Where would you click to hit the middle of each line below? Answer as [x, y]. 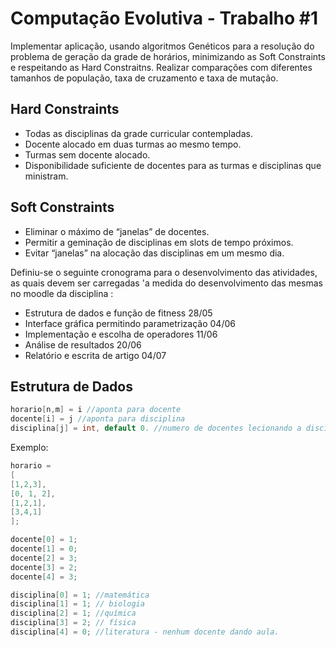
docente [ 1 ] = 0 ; [44, 549]
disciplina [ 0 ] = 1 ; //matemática [80, 595]
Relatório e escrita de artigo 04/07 [95, 355]
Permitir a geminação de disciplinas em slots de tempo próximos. [159, 242]
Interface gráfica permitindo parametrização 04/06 [130, 323]
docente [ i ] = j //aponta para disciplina [98, 419]
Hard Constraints [65, 109]
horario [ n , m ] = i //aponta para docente [96, 410]
